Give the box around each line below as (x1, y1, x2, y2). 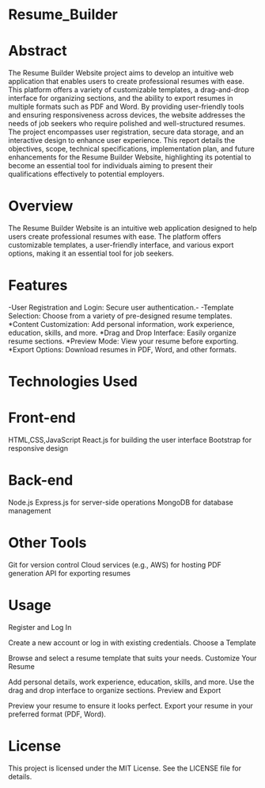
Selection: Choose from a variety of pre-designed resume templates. (8, 311, 233, 321)
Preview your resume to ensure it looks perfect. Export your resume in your (8, 701, 253, 710)
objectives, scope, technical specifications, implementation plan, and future (8, 144, 255, 154)
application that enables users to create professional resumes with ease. (8, 77, 245, 86)
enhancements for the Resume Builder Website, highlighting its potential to (8, 152, 252, 162)
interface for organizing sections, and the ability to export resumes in (8, 94, 233, 103)
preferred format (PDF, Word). (8, 709, 107, 719)
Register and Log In (8, 622, 72, 632)
